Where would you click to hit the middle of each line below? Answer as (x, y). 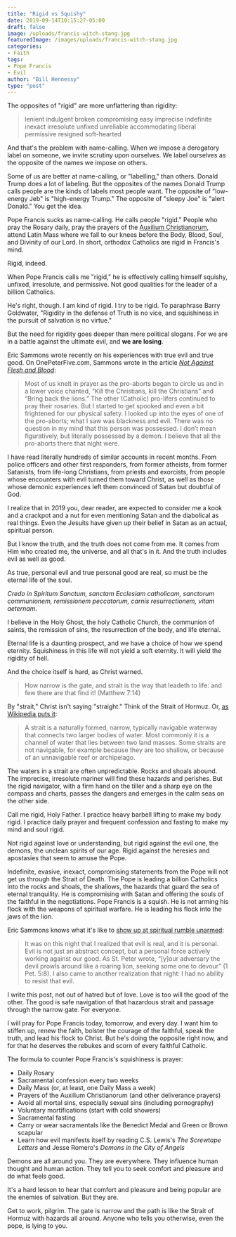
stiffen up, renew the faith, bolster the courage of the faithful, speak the (111, 1031)
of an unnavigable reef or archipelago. (80, 758)
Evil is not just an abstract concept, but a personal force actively (117, 951)
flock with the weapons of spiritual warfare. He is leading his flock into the (115, 909)
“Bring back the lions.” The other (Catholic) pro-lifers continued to (120, 399)
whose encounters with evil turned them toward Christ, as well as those (111, 479)
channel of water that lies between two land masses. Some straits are (125, 743)
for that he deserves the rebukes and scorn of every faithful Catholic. (107, 1046)
